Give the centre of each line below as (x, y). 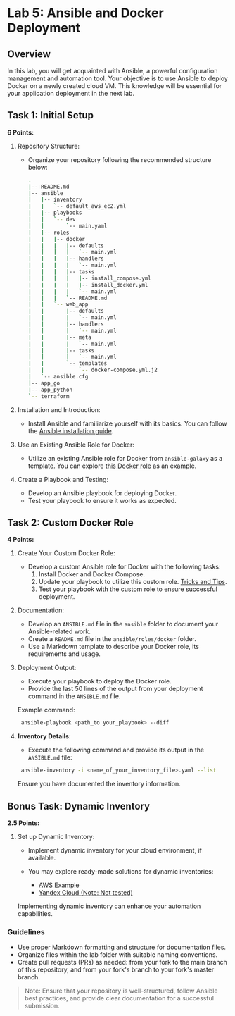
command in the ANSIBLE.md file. (74, 696)
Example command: (46, 710)
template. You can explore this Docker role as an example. (112, 466)
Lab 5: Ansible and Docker (85, 13)
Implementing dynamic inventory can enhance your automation (109, 906)
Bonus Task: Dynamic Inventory (78, 806)
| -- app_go (44, 383)
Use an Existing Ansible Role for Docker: (76, 445)
